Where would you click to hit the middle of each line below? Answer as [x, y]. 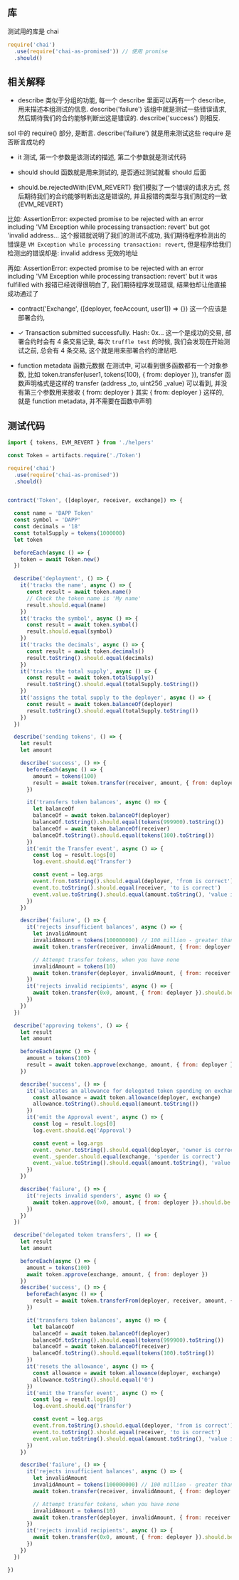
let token [28, 540]
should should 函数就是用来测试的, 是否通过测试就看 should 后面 [112, 172]
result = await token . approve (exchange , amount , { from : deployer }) [131, 1065]
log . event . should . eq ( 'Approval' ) [83, 1130]
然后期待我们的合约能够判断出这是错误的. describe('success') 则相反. [119, 118]
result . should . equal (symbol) [69, 631]
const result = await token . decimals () [85, 651]
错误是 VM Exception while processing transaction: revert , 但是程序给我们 [119, 245]
